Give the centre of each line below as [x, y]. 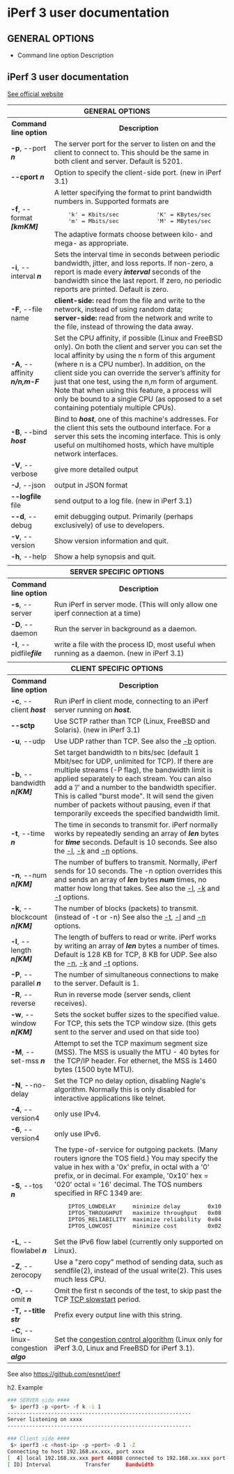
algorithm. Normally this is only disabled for [125, 1089]
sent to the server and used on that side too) [127, 1032]
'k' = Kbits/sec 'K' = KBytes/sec [140, 214]
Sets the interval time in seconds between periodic [138, 254]
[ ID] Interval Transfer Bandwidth [81, 1464]
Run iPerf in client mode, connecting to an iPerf [132, 701]
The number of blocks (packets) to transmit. [126, 908]
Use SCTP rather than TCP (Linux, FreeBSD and [132, 721]
